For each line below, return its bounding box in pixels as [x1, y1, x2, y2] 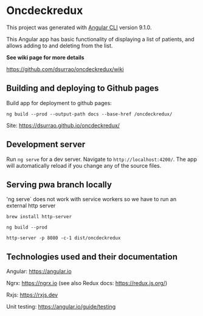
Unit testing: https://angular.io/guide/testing [6, 303, 116, 311]
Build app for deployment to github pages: [6, 99, 112, 106]
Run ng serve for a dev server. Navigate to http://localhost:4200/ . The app [6, 156, 198, 163]
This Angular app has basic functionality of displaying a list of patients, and [6, 35, 194, 43]
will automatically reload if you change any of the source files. [6, 162, 162, 169]
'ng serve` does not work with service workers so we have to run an [6, 196, 177, 203]
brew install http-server [6, 214, 72, 220]
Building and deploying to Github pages [6, 83, 159, 94]
